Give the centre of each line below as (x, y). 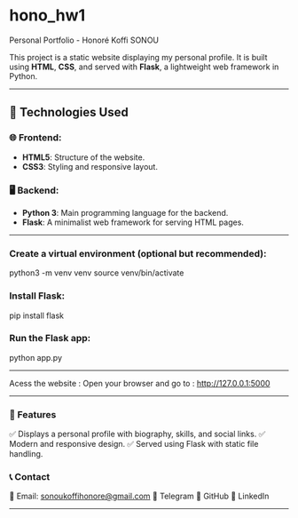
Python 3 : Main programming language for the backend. (125, 212)
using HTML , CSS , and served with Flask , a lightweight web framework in (144, 67)
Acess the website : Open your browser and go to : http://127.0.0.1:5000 (140, 383)
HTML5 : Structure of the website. (83, 157)
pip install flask (37, 315)
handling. (26, 454)
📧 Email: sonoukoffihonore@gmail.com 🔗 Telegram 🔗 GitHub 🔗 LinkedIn (139, 496)
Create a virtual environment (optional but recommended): (138, 253)
